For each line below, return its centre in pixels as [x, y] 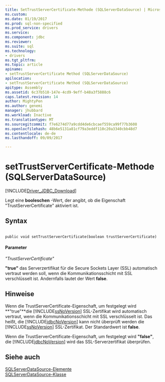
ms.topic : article [24, 65]
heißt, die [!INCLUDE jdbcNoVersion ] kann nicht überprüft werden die [75, 321]
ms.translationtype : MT [29, 120]
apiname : [14, 69]
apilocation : [18, 78]
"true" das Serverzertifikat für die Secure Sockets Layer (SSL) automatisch [81, 268]
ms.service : [17, 33]
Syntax [16, 221]
